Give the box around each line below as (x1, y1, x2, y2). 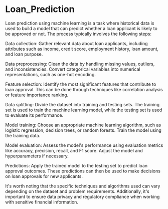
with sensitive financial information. (5, 199, 79, 205)
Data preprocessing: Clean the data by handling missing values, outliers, (5, 61, 155, 67)
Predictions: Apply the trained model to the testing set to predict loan (5, 162, 148, 168)
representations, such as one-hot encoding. (5, 71, 96, 77)
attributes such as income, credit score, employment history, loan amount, (5, 46, 159, 52)
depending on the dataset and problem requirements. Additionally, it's (5, 188, 149, 194)
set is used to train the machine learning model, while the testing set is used (5, 107, 162, 113)
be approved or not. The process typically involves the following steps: (5, 31, 152, 37)
